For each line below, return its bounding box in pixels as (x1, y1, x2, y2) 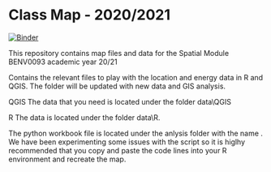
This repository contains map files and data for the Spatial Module (8, 48, 230, 58)
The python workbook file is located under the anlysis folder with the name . (8, 128, 264, 138)
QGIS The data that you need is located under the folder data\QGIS (8, 97, 231, 106)
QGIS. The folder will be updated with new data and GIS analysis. (8, 81, 226, 91)
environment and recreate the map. (8, 154, 127, 164)
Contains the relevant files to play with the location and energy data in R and (8, 72, 264, 82)
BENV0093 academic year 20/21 (8, 57, 118, 67)
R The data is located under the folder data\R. (8, 112, 161, 123)
